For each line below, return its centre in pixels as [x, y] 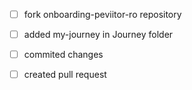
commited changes [63, 55]
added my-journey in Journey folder [98, 35]
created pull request [65, 75]
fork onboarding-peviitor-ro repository [102, 14]
